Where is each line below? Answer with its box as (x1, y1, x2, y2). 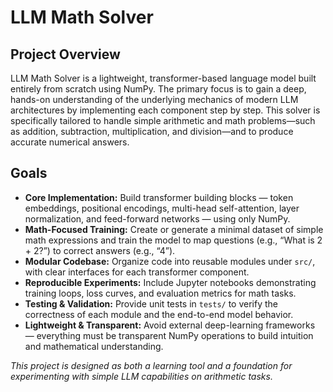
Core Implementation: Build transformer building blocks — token (24, 191, 294, 203)
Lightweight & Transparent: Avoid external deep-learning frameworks (24, 319, 316, 331)
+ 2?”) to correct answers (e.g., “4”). (24, 244, 176, 256)
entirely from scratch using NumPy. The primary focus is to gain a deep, (10, 83, 307, 95)
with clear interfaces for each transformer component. (24, 266, 250, 278)
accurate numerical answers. (10, 136, 130, 148)
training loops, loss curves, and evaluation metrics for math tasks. (24, 287, 297, 299)
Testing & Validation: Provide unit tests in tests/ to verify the (24, 297, 278, 310)
